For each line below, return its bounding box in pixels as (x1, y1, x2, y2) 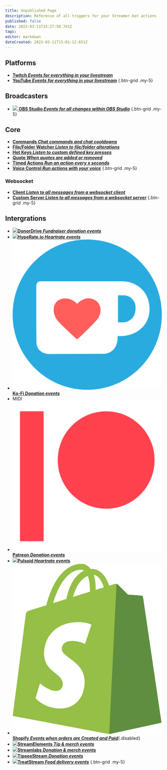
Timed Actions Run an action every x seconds (12, 160, 110, 166)
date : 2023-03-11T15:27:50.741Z (5, 24, 72, 29)
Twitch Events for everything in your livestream (12, 72, 113, 78)
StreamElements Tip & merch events (17, 741, 94, 747)
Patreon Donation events (12, 552, 66, 558)
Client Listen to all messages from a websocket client (12, 189, 126, 195)
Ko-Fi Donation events (12, 390, 60, 396)
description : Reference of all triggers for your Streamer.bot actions (5, 13, 157, 18)
